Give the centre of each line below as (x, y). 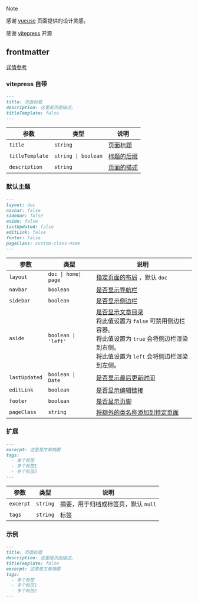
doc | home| (65, 274)
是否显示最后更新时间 (126, 377)
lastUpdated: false (30, 227)
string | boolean (78, 156)
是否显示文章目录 (120, 312)
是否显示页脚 (114, 401)
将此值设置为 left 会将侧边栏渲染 (142, 356)
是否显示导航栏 (117, 290)
